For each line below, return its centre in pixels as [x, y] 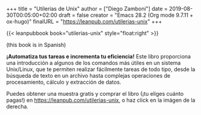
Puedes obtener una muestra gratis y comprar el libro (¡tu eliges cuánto [95, 94]
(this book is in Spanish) [36, 45]
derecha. [18, 107]
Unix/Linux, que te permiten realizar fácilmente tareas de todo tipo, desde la [101, 69]
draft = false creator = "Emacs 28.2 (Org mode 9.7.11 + [126, 15]
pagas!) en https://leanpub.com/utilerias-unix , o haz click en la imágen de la [101, 100]
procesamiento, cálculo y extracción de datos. [64, 82]
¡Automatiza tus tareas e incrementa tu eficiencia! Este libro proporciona [99, 56]
